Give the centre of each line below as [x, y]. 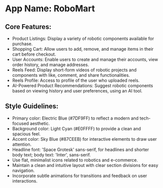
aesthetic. [40, 123]
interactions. [25, 181]
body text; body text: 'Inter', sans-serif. [51, 155]
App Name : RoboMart [50, 9]
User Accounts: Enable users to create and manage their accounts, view [85, 59]
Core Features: [28, 27]
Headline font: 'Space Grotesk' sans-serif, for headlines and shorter [81, 149]
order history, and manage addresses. [50, 65]
